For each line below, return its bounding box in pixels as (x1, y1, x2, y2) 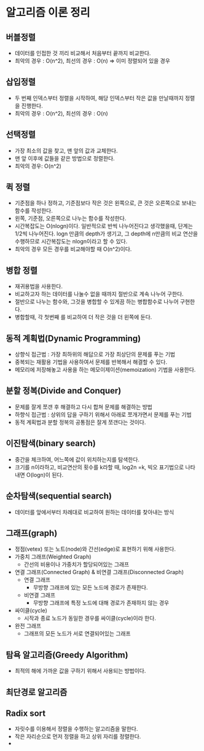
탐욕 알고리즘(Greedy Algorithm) (6, 650, 128, 660)
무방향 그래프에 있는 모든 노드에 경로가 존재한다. (33, 584, 148, 591)
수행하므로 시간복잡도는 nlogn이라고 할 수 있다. (14, 238, 128, 245)
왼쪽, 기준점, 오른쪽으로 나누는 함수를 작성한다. (14, 214, 127, 222)
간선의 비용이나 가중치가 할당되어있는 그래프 (23, 560, 130, 568)
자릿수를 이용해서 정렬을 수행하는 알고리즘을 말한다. (14, 725, 138, 733)
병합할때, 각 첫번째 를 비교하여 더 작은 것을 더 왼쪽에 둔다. (14, 313, 152, 321)
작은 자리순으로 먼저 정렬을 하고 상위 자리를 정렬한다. (14, 733, 141, 741)
